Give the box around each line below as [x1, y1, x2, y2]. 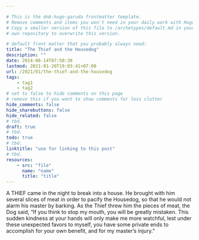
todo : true [6, 135, 33, 141]
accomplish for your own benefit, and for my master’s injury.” [6, 228, 155, 235]
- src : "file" [17, 162, 52, 168]
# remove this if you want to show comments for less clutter [6, 96, 163, 103]
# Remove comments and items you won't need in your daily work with [6, 19, 182, 25]
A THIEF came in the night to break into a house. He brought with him [6, 190, 175, 197]
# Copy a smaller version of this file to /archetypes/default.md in [6, 25, 182, 31]
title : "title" [21, 173, 60, 180]
